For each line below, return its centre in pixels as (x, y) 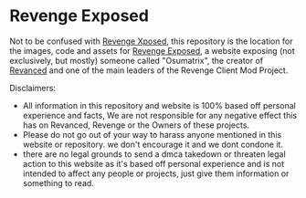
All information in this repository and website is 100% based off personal (159, 105)
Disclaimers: (33, 88)
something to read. (58, 182)
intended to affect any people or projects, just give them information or (156, 173)
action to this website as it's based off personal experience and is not (153, 163)
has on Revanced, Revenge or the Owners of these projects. (136, 125)
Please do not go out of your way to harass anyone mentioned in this (152, 134)
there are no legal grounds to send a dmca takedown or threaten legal (154, 154)
